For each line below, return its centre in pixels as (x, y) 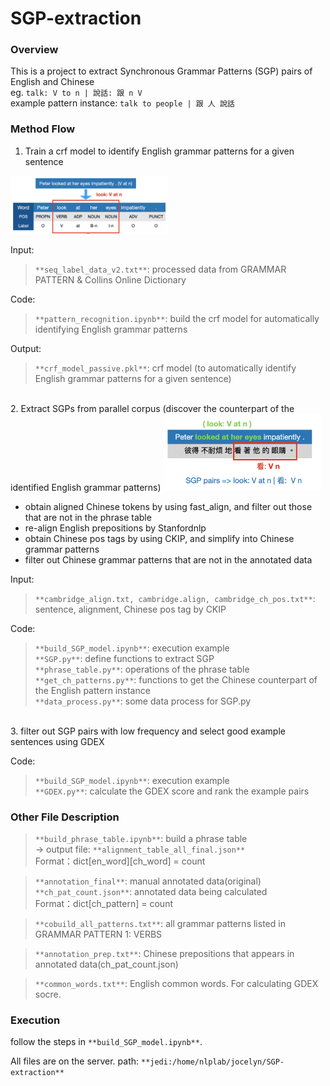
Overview (34, 50)
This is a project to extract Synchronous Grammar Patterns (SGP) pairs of (161, 71)
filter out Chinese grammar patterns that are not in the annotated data (168, 559)
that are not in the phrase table (88, 517)
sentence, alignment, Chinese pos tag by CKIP (130, 609)
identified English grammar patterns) (86, 487)
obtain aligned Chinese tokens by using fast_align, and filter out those (168, 506)
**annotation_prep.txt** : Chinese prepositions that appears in (164, 953)
